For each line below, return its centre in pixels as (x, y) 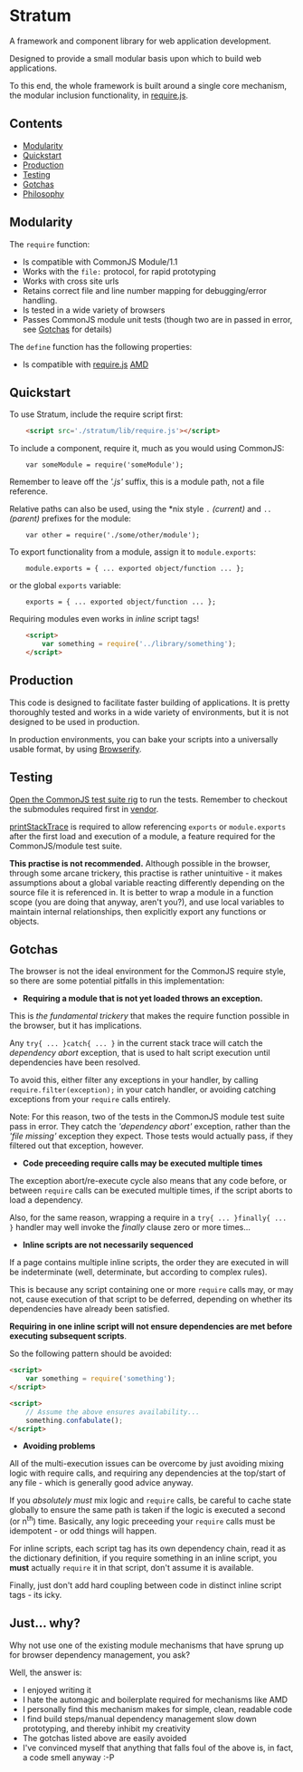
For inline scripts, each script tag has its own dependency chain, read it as (148, 1549)
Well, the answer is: (46, 1672)
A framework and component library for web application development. (140, 41)
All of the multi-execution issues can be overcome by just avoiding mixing (147, 1464)
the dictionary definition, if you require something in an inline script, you (143, 1558)
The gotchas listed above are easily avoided (104, 1738)
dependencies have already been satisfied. (90, 1309)
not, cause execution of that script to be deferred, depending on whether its (151, 1299)
